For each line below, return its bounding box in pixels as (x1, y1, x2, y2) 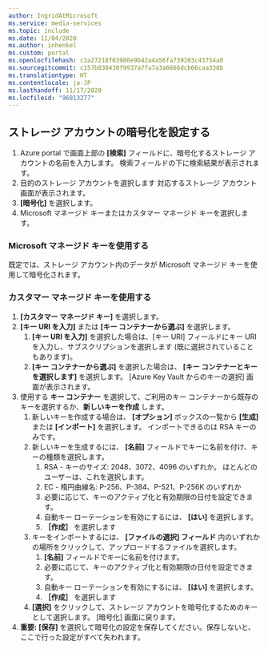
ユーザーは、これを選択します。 (43, 472, 149, 482)
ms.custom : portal (8, 49, 70, 57)
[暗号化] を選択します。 (19, 198, 98, 208)
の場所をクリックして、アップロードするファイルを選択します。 (31, 542, 242, 551)
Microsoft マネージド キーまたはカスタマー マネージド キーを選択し (19, 208, 242, 218)
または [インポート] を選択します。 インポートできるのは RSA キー (31, 421, 250, 431)
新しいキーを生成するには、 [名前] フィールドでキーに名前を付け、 (31, 441, 252, 451)
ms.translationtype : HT (8, 71, 88, 79)
